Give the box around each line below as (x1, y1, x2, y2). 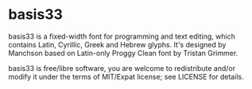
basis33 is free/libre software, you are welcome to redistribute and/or (8, 63, 236, 72)
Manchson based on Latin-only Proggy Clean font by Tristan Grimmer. (8, 48, 238, 57)
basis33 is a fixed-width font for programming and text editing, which (8, 32, 236, 41)
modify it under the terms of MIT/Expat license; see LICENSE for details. (8, 72, 244, 81)
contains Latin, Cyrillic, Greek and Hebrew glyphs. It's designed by (8, 39, 227, 49)
